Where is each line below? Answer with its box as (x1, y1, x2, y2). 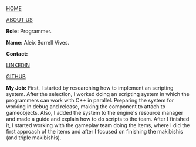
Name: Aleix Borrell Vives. (6, 39, 69, 46)
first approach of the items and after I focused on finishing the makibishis (6, 128, 183, 135)
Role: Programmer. (6, 28, 52, 35)
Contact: (6, 50, 28, 57)
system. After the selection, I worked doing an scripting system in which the (6, 91, 190, 97)
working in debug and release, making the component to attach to (6, 103, 166, 110)
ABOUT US (6, 16, 33, 23)
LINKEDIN (6, 61, 31, 69)
